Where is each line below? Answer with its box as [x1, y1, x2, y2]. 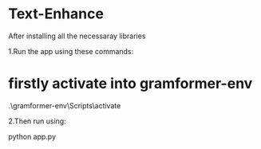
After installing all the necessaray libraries [8, 31, 146, 41]
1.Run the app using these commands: [8, 46, 134, 56]
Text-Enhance [8, 5, 104, 23]
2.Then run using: [8, 116, 66, 126]
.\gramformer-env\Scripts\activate [8, 100, 121, 110]
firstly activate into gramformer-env [8, 75, 253, 92]
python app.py [8, 131, 57, 141]
